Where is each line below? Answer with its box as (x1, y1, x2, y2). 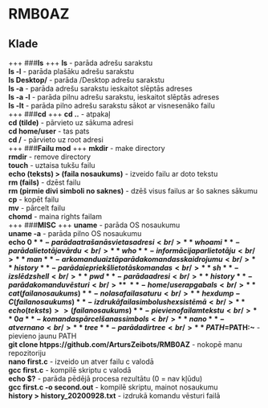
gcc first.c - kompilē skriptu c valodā (8, 365, 132, 374)
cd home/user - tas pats (8, 126, 90, 136)
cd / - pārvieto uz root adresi (8, 135, 104, 145)
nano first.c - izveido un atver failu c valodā (8, 357, 154, 366)
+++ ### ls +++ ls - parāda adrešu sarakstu (8, 58, 153, 67)
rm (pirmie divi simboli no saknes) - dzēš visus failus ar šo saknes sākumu (8, 186, 258, 195)
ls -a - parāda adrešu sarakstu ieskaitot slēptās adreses (8, 84, 193, 93)
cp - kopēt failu (8, 194, 59, 204)
